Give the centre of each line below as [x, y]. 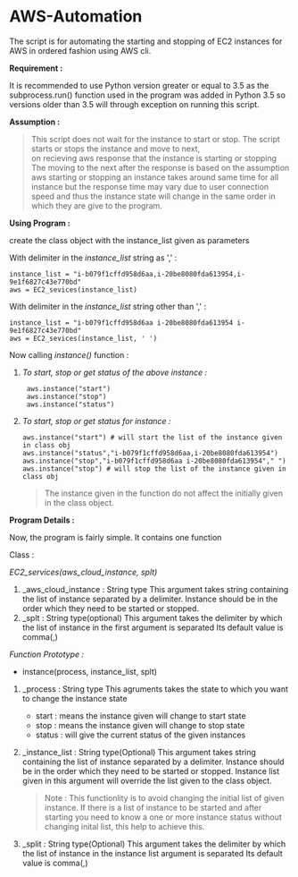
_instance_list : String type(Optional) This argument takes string [139, 752]
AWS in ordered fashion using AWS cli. [80, 50]
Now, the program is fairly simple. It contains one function [116, 537]
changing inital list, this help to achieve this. [124, 826]
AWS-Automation [76, 17]
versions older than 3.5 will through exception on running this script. [135, 104]
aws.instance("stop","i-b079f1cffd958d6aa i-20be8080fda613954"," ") [154, 461]
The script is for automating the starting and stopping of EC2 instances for [146, 41]
